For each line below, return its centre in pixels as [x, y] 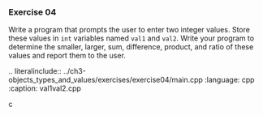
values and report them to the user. [67, 56]
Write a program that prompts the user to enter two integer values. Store [129, 30]
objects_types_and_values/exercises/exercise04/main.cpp [106, 80]
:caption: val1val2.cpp [45, 88]
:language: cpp [229, 80]
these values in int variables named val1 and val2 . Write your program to [131, 38]
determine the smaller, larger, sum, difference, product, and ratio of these [131, 47]
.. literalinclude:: [35, 71]
